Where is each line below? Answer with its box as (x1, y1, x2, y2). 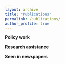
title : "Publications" (5, 12, 52, 17)
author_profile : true (5, 21, 50, 26)
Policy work (5, 34, 30, 40)
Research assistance (5, 44, 49, 50)
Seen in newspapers (5, 54, 48, 60)
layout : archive (5, 7, 38, 12)
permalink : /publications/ (5, 16, 61, 21)
